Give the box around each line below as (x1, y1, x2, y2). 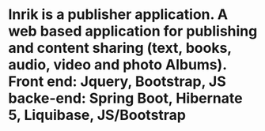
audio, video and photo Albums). (8, 56, 227, 74)
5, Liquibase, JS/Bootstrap (8, 107, 186, 124)
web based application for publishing (8, 22, 258, 40)
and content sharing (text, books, (8, 39, 232, 57)
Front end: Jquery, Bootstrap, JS (8, 73, 227, 91)
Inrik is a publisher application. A (8, 6, 229, 24)
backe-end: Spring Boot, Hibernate (8, 89, 243, 107)
